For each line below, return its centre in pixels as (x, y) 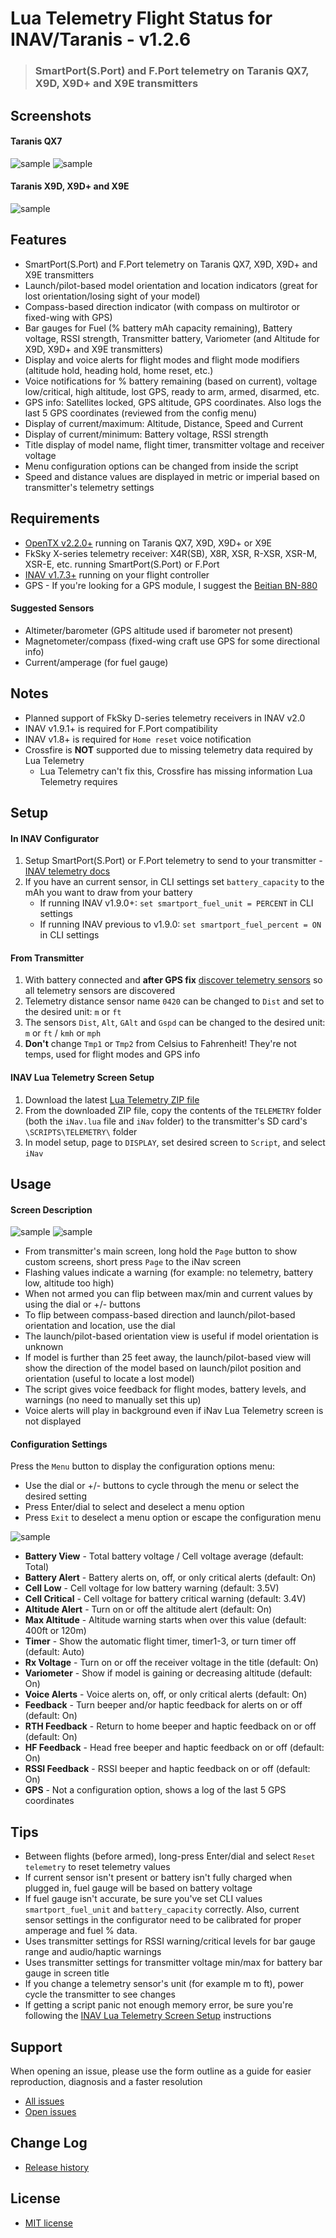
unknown (44, 1347)
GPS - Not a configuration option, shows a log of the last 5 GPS (155, 1790)
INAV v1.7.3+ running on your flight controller (117, 574)
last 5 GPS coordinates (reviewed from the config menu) (141, 413)
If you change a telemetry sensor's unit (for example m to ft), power (164, 1984)
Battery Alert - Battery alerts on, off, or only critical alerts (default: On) (170, 1578)
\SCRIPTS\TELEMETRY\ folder (81, 1131)
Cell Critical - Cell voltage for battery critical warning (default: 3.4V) (165, 1599)
